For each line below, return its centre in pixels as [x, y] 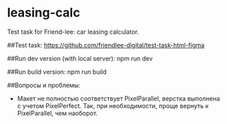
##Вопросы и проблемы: [44, 85]
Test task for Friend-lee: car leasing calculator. [73, 32]
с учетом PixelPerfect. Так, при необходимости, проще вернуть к [113, 105]
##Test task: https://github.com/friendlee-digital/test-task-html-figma [106, 45]
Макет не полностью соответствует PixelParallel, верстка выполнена [118, 99]
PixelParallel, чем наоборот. [57, 113]
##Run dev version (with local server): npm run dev [80, 58]
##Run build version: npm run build [57, 72]
